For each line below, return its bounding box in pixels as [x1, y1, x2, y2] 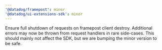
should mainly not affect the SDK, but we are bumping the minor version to [5, 35, 157, 41]
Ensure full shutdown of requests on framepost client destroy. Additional [5, 25, 153, 31]
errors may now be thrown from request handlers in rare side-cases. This [5, 30, 155, 36]
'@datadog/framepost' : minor [5, 7, 65, 12]
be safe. [5, 40, 22, 46]
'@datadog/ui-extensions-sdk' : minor [5, 12, 83, 17]
